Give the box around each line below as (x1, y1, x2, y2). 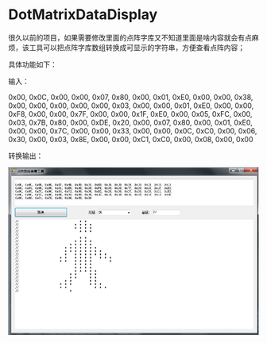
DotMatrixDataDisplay (8, 6, 158, 24)
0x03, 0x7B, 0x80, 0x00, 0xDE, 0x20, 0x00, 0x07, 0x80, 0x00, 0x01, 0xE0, (8, 118, 253, 127)
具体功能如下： (8, 60, 57, 69)
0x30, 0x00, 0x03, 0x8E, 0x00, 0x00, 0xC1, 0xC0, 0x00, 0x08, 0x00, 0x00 (8, 134, 253, 144)
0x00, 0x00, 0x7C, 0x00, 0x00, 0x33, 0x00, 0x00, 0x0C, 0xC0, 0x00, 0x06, (8, 125, 257, 136)
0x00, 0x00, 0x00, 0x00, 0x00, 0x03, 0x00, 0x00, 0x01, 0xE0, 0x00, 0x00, (8, 101, 254, 110)
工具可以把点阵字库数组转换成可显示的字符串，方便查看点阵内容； (29, 42, 245, 52)
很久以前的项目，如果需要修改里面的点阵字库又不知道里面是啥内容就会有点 (8, 33, 252, 42)
